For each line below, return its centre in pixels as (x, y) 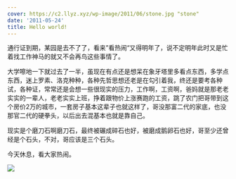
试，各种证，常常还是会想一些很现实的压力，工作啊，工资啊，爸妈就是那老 (115, 89)
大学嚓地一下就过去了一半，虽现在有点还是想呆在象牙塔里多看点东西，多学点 (118, 72)
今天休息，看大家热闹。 (41, 154)
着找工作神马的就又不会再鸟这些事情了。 (66, 56)
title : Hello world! (38, 27)
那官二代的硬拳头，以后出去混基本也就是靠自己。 (78, 116)
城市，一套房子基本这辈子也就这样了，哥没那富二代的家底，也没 (134, 107)
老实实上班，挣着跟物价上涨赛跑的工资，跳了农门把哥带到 (139, 98)
